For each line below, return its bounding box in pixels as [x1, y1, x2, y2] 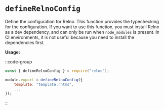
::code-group [5, 58, 32, 64]
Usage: [5, 49, 21, 55]
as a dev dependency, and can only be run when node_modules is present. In [5, 29, 160, 35]
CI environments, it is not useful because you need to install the [5, 34, 134, 40]
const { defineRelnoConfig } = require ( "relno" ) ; [5, 68, 110, 73]
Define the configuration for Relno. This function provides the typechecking [5, 18, 159, 24]
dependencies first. [5, 39, 45, 46]
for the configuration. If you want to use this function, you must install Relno [5, 24, 160, 30]
